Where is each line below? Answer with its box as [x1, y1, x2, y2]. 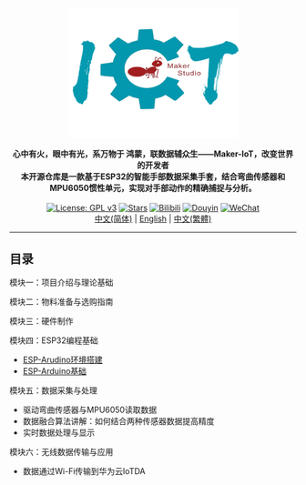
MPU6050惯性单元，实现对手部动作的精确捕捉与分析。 [49, 183, 257, 194]
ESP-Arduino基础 [22, 366, 87, 377]
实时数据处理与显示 [22, 427, 96, 439]
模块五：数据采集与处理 [9, 385, 97, 396]
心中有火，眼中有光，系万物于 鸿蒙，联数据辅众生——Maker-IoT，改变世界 [12, 148, 294, 159]
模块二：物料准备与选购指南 [9, 297, 114, 308]
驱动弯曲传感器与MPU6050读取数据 [22, 404, 158, 416]
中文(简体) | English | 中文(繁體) [94, 213, 212, 225]
